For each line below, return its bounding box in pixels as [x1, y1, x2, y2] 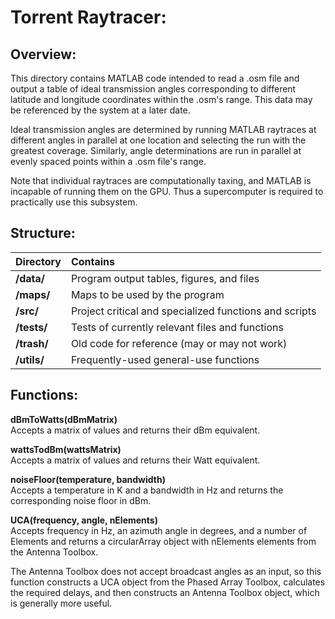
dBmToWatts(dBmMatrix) [10, 413, 118, 425]
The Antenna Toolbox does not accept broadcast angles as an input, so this [10, 565, 322, 577]
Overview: [10, 46, 77, 63]
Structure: [10, 225, 76, 242]
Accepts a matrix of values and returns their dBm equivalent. [10, 424, 261, 436]
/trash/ [15, 336, 49, 350]
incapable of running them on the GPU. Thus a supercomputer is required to [10, 186, 324, 197]
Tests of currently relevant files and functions [70, 320, 284, 334]
